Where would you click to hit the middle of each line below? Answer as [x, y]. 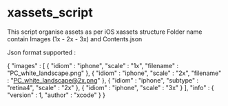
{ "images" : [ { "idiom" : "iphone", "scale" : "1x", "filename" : [93, 65]
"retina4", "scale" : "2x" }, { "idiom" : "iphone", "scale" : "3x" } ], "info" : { [111, 87]
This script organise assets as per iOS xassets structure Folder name [105, 32]
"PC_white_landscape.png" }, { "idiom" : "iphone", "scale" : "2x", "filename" [114, 73]
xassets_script [50, 13]
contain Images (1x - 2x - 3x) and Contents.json [75, 39]
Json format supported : [42, 52]
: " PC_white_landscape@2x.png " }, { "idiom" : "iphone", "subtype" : [103, 80]
